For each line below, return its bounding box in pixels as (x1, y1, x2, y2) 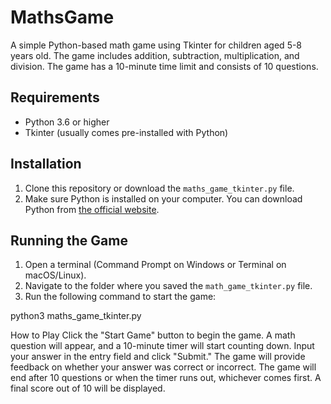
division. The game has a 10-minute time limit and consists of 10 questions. (10, 60, 319, 72)
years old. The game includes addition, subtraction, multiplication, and (10, 49, 300, 61)
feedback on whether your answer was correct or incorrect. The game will (10, 361, 317, 373)
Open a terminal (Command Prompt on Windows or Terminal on (24, 259, 287, 271)
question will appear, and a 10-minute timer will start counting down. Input (10, 340, 315, 352)
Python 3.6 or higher (24, 116, 110, 128)
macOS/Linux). (24, 269, 87, 281)
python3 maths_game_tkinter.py (10, 310, 142, 322)
